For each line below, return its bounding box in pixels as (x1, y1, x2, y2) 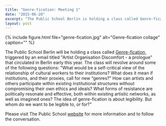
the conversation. (5, 116, 41, 122)
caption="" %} (5, 40, 35, 46)
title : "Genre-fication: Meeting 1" (5, 7, 81, 12)
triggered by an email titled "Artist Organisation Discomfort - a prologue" (5, 55, 153, 61)
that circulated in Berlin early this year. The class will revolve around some (5, 60, 156, 65)
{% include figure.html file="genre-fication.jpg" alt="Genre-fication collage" (5, 34, 160, 40)
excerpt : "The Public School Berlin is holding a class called (5, 16, 138, 21)
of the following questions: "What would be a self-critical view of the (5, 65, 145, 71)
